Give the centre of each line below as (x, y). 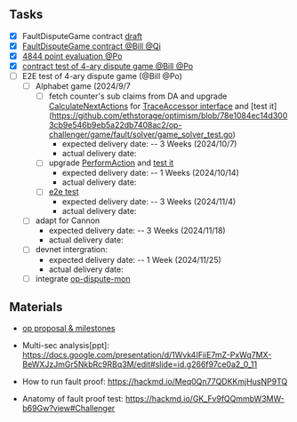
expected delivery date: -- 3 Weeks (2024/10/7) (149, 144)
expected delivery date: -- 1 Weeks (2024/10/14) (151, 173)
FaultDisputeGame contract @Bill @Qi (92, 46)
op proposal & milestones (68, 329)
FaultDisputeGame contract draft (82, 36)
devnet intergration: (72, 250)
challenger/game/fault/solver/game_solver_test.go (140, 135)
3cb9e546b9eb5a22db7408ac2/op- (115, 125)
